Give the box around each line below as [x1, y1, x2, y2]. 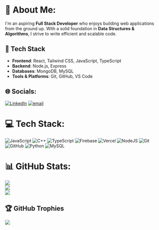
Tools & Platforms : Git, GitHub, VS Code [12, 73, 93, 79]
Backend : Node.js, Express [12, 63, 67, 69]
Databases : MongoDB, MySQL [12, 68, 74, 74]
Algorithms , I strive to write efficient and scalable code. [5, 31, 117, 36]
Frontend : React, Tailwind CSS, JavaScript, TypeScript [12, 58, 122, 64]
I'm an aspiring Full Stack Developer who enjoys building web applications [5, 20, 154, 26]
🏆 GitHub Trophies [5, 204, 64, 212]
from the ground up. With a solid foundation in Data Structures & [5, 25, 135, 31]
